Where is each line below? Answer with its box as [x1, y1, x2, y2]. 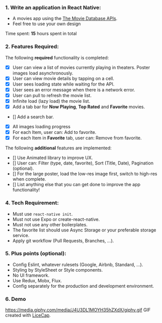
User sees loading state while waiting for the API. [12, 81, 115, 87]
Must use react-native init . [12, 211, 73, 217]
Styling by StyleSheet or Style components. [12, 267, 103, 273]
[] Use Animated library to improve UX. [12, 155, 93, 161]
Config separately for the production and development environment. [12, 283, 154, 289]
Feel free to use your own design [12, 21, 81, 27]
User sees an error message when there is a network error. [12, 87, 135, 93]
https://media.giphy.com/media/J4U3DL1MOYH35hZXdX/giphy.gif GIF [5, 307, 151, 313]
